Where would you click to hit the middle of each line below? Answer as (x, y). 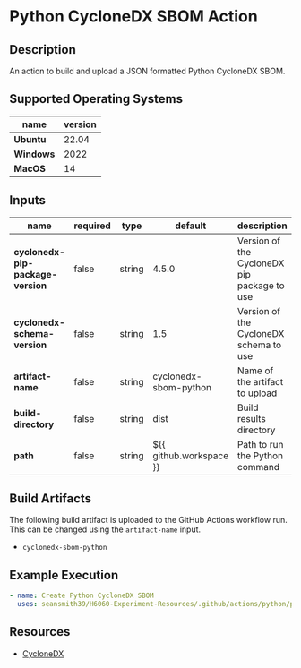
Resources (40, 632)
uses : (28, 604)
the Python (260, 456)
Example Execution (64, 575)
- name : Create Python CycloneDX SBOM (82, 596)
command (258, 467)
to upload (257, 393)
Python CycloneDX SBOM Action (133, 17)
